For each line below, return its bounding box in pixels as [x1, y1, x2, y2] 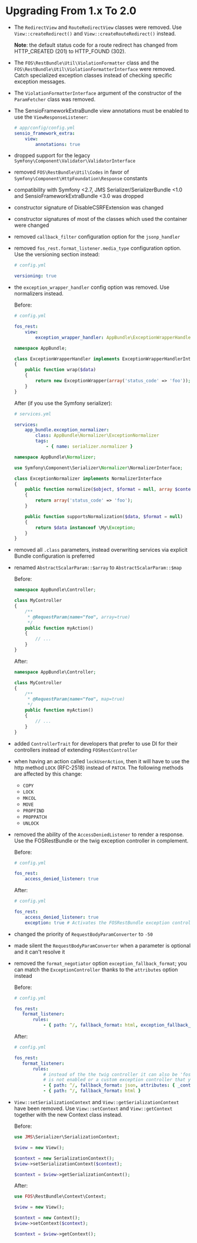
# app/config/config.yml [14, 125, 75, 131]
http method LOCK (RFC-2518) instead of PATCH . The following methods [14, 764, 183, 771]
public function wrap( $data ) [25, 367, 96, 373]
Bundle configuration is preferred [14, 552, 95, 559]
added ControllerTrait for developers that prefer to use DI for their [14, 740, 178, 747]
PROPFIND [22, 808, 45, 814]
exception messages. [14, 78, 66, 85]
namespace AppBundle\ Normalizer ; [14, 454, 96, 460]
